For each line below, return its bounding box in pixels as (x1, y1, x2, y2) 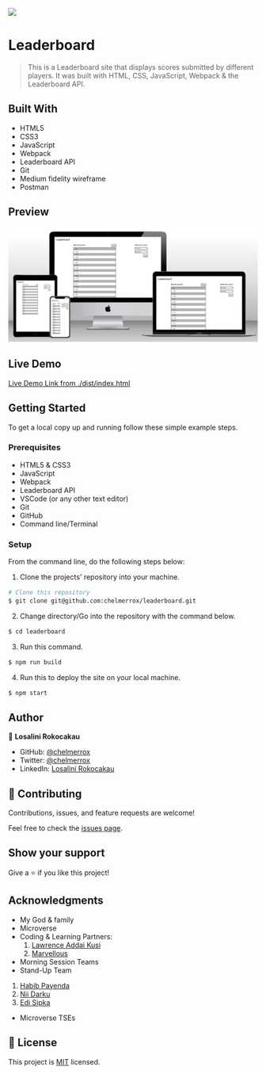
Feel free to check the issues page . (8, 824, 123, 833)
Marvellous (31, 948, 69, 958)
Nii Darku (19, 989, 51, 999)
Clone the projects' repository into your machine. (19, 572, 180, 582)
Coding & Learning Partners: (19, 931, 113, 941)
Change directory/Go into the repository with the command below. (19, 611, 236, 621)
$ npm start (8, 689, 47, 697)
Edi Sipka (19, 997, 51, 1007)
